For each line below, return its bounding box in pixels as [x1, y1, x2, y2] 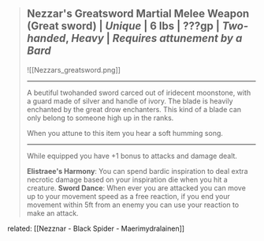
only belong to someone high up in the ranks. [26, 113, 174, 122]
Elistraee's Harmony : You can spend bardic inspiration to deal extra [26, 166, 249, 175]
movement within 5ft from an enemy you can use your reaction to [26, 200, 240, 209]
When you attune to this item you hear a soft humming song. [26, 128, 224, 137]
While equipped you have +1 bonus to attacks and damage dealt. [26, 151, 238, 160]
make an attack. [26, 208, 80, 217]
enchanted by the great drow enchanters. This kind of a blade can [26, 104, 242, 114]
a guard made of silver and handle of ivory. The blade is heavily [26, 96, 233, 106]
